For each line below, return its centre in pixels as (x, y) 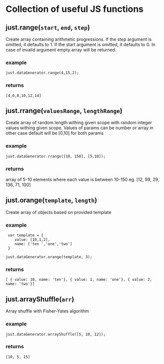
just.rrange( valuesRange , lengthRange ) (64, 111)
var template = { (26, 235)
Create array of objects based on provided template (58, 212)
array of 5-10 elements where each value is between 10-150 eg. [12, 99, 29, (82, 180)
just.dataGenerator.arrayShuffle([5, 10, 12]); (56, 334)
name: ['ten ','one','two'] (43, 244)
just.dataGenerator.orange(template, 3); (49, 257)
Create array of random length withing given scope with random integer (79, 123)
